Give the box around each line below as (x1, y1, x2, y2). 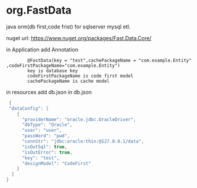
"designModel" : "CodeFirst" (21, 160, 92, 166)
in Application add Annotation (6, 46, 79, 53)
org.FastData (6, 4, 72, 17)
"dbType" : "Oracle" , (21, 122, 73, 128)
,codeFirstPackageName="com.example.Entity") (6, 63, 120, 69)
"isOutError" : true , (21, 149, 73, 155)
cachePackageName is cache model (27, 78, 110, 84)
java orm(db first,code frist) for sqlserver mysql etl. (6, 23, 131, 30)
